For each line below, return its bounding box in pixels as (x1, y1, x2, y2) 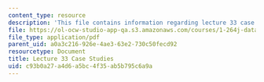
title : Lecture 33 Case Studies (8, 55, 114, 63)
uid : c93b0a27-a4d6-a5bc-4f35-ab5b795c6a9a (8, 62, 153, 70)
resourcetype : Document (8, 48, 86, 55)
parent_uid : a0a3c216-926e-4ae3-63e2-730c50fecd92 (8, 41, 178, 48)
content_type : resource (8, 11, 86, 20)
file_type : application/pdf (8, 33, 101, 41)
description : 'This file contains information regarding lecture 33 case (8, 19, 255, 27)
